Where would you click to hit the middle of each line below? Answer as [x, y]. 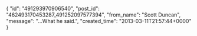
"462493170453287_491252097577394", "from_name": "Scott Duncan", [93, 15]
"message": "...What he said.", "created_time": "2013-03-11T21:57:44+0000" [99, 21]
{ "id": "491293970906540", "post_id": [53, 9]
